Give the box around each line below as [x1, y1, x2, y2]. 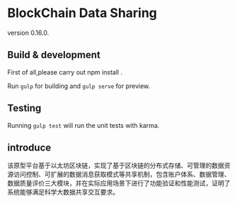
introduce [7, 141, 52, 153]
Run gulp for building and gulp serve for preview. [7, 82, 151, 90]
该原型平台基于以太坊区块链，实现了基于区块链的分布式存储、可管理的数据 [7, 161, 224, 170]
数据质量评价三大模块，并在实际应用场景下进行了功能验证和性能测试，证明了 [7, 179, 231, 187]
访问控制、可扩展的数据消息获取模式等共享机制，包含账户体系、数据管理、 [13, 170, 231, 179]
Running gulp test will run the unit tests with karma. [7, 121, 160, 129]
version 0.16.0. [7, 28, 50, 37]
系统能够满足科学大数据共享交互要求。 [7, 188, 119, 197]
